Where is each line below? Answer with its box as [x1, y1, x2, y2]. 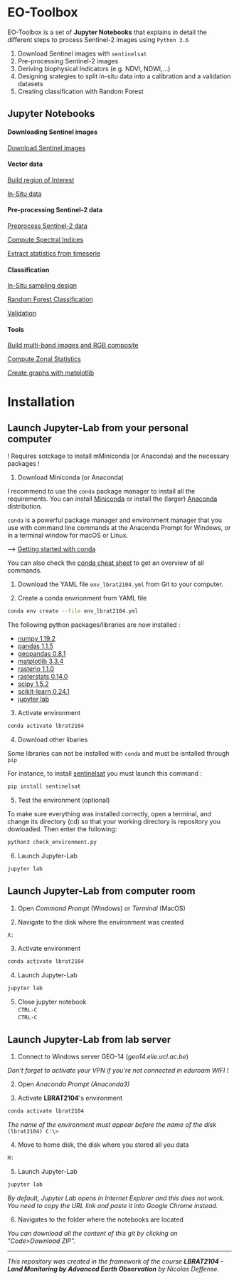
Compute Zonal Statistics [7, 355, 82, 363]
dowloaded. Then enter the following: [7, 824, 117, 833]
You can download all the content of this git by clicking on [7, 1229, 178, 1237]
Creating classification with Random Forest [17, 87, 144, 95]
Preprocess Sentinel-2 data [7, 222, 87, 230]
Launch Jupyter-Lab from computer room [7, 885, 196, 897]
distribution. [7, 502, 43, 511]
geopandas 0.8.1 [17, 650, 66, 658]
